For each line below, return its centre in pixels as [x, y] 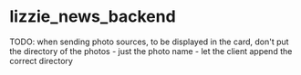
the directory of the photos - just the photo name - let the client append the [151, 51]
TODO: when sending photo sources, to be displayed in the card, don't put [149, 42]
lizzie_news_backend [93, 17]
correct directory [41, 61]
